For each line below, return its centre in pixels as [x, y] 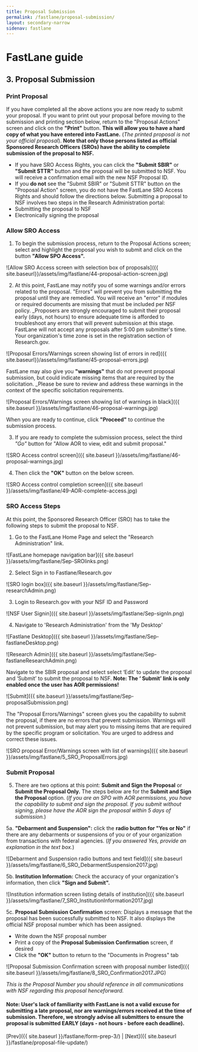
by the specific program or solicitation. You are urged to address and [90, 733]
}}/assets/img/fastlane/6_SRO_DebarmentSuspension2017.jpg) [82, 865]
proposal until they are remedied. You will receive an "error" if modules [101, 298]
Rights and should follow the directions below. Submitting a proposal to [101, 196]
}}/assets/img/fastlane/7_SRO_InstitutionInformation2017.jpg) [80, 901]
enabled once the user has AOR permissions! [63, 684]
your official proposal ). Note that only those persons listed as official [92, 141]
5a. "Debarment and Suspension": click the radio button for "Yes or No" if [98, 828]
